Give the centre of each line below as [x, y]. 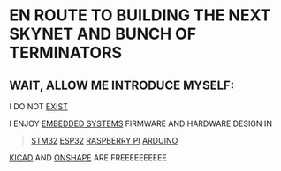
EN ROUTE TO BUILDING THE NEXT [140, 15]
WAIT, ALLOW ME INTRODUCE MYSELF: [122, 85]
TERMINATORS [65, 53]
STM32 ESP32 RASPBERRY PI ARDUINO [104, 141]
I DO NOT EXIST [38, 106]
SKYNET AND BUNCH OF [103, 34]
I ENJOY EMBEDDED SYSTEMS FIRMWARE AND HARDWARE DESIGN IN [140, 123]
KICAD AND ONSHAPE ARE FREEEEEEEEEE [88, 158]
